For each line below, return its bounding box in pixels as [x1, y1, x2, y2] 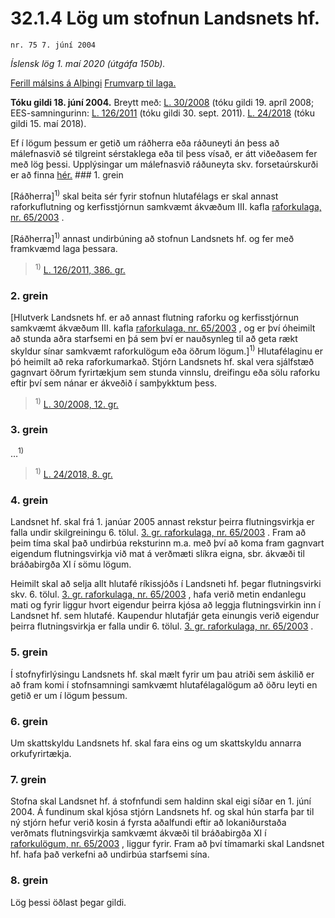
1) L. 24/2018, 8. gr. [34, 467, 113, 481]
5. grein [10, 645, 48, 659]
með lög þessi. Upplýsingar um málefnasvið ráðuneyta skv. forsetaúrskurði [10, 158, 319, 170]
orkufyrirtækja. [10, 748, 72, 760]
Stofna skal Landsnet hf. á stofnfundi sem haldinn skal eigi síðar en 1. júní [10, 795, 312, 807]
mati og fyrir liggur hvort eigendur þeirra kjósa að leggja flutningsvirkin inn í [10, 599, 321, 611]
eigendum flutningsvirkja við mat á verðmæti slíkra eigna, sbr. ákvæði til [10, 548, 305, 560]
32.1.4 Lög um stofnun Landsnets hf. [10, 7, 321, 30]
